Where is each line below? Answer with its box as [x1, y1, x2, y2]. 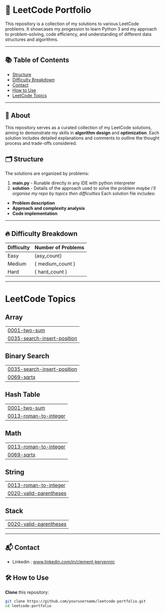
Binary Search [5, 352, 50, 360]
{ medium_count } [34, 261, 75, 268]
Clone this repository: [5, 589, 49, 595]
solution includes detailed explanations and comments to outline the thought [5, 135, 160, 141]
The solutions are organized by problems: [5, 170, 89, 176]
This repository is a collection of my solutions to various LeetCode [5, 21, 139, 27]
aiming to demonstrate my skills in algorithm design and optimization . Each [5, 130, 160, 136]
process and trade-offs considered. [5, 140, 77, 146]
